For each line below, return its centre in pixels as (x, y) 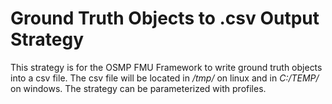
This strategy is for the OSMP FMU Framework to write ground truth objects (166, 67)
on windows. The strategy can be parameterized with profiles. (138, 88)
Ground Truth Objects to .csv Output (165, 18)
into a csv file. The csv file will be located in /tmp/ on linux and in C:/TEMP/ (165, 78)
